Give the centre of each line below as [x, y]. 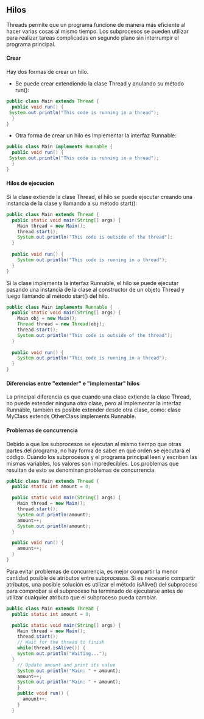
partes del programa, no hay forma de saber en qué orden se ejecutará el [98, 450]
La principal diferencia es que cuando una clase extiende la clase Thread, [99, 397]
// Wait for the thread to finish [61, 642]
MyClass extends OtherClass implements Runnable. [71, 416]
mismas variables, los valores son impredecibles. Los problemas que [93, 463]
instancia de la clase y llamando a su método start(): [72, 203]
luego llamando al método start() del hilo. [58, 296]
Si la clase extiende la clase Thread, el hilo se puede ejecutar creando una [100, 197]
